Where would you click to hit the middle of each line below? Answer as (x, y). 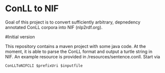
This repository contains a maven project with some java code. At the (76, 46)
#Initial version (20, 37)
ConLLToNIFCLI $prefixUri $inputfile (44, 66)
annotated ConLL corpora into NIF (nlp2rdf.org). (54, 27)
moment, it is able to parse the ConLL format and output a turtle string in (79, 51)
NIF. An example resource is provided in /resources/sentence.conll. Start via (83, 56)
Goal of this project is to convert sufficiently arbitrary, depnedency (73, 22)
